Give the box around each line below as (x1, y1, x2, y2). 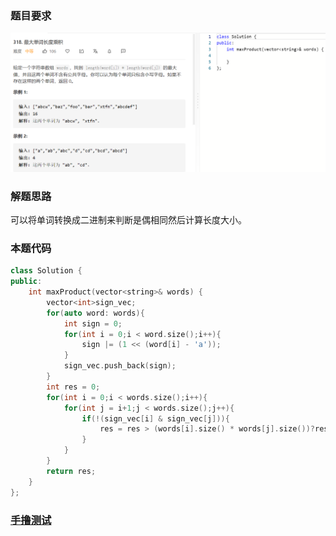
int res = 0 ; (46, 382, 101, 392)
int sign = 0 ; (63, 318, 123, 329)
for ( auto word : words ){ (46, 308, 145, 318)
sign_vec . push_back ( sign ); (63, 361, 177, 371)
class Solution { (10, 266, 83, 276)
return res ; (46, 466, 97, 476)
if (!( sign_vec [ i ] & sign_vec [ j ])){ (81, 413, 230, 424)
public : (10, 277, 43, 287)
